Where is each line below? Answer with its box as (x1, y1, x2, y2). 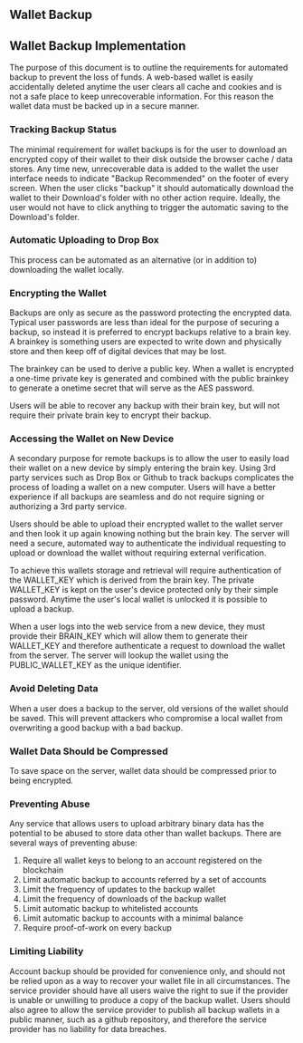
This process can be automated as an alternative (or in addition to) (9, 254, 258, 266)
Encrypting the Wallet (9, 286, 107, 299)
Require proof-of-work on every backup (22, 922, 172, 933)
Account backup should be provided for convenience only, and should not (9, 965, 286, 977)
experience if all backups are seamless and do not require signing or (9, 491, 265, 502)
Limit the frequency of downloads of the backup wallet (22, 893, 227, 904)
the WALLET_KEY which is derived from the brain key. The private (9, 575, 255, 585)
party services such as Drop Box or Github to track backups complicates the (9, 472, 295, 483)
